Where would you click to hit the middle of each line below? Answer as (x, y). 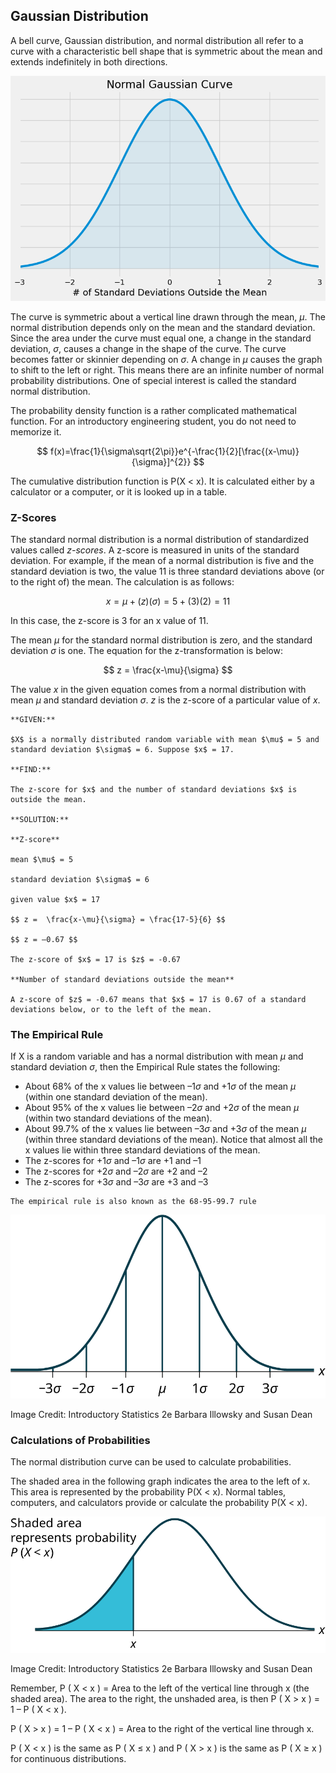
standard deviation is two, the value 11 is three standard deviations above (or (167, 571)
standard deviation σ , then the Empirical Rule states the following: (145, 1067)
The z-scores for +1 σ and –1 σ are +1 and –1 (113, 1161)
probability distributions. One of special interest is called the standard (153, 380)
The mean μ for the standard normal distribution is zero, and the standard (161, 640)
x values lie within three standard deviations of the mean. (142, 1150)
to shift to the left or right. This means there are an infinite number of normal (167, 370)
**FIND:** (31, 770)
